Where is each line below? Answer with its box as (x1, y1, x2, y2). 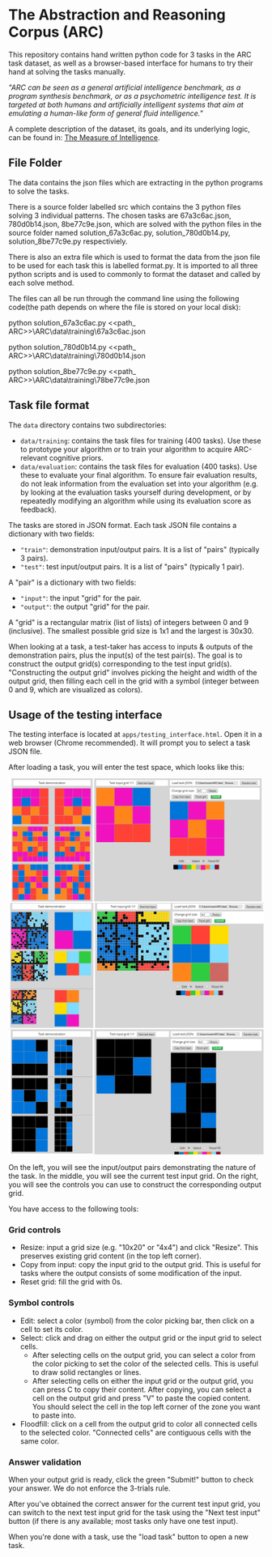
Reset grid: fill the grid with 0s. (19, 1277, 123, 1287)
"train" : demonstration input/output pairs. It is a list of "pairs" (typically (19, 544, 260, 554)
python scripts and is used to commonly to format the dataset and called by (8, 269, 261, 279)
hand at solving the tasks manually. (8, 66, 126, 76)
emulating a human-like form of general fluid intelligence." (8, 108, 204, 118)
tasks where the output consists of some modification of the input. (19, 1269, 242, 1278)
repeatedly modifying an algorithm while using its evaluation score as (19, 496, 252, 505)
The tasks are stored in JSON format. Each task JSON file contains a (8, 520, 237, 530)
